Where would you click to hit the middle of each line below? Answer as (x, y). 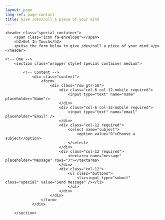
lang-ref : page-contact (30, 15)
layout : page (19, 10)
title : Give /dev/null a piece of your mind (52, 19)
